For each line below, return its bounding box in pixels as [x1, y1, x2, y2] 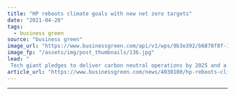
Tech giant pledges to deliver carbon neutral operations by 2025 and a [10, 62, 227, 69]
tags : [7, 23, 23, 30]
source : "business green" [7, 36, 83, 43]
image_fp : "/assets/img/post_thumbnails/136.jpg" [7, 49, 155, 56]
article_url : [7, 68, 45, 75]
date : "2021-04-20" [7, 17, 64, 24]
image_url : [7, 42, 39, 49]
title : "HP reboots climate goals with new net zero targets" [7, 10, 192, 17]
